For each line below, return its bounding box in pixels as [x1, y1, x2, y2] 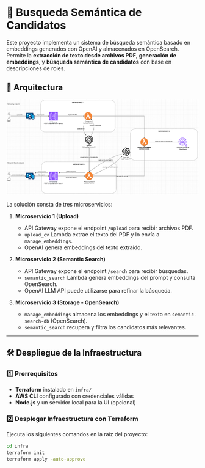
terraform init [6, 449, 45, 456]
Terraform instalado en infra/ [15, 386, 92, 393]
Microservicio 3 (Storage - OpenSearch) [15, 299, 120, 306]
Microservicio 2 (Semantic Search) [15, 256, 106, 263]
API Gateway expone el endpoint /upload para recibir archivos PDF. [24, 224, 194, 232]
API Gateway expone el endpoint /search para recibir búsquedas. [24, 268, 189, 275]
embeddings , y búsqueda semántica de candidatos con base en [6, 58, 172, 65]
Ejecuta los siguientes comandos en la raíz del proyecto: [6, 431, 148, 437]
